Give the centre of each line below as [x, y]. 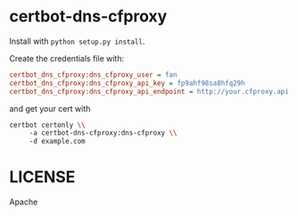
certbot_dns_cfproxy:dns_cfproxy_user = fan [93, 75]
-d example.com [58, 141]
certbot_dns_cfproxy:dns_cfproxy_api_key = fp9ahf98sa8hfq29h [127, 83]
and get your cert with [50, 108]
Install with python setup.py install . [77, 41]
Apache [24, 202]
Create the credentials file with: [67, 58]
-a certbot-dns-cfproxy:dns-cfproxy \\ [103, 133]
